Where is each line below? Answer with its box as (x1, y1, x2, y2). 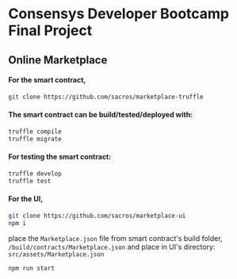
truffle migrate (8, 135, 62, 143)
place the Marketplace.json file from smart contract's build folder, (8, 233, 224, 243)
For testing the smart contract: (8, 152, 112, 162)
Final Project (8, 21, 93, 40)
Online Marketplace (8, 53, 108, 67)
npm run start (8, 264, 55, 272)
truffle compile (8, 128, 62, 136)
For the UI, (8, 194, 44, 204)
